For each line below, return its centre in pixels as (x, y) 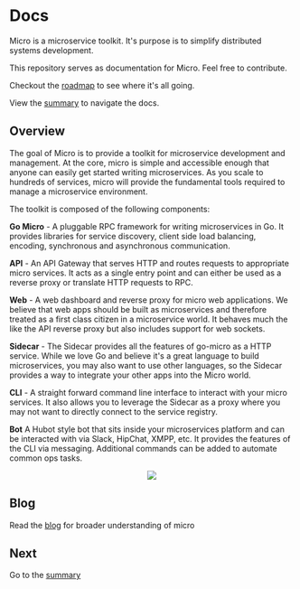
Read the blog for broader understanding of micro (102, 525)
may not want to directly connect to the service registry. (114, 411)
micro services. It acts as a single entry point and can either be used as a (145, 273)
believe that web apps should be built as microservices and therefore (138, 309)
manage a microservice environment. (79, 192)
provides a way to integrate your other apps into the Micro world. (130, 375)
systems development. (52, 50)
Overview (37, 131)
